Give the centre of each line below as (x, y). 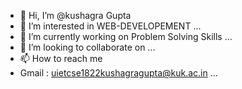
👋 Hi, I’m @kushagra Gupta (75, 15)
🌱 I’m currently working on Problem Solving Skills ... (126, 36)
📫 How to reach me (61, 58)
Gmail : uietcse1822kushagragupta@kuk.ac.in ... (118, 73)
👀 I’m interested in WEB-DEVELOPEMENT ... (110, 26)
